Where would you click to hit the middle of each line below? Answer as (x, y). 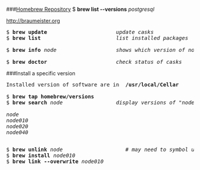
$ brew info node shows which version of (96, 50)
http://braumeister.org (33, 21)
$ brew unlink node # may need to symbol (97, 149)
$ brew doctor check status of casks (94, 62)
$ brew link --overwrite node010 (55, 161)
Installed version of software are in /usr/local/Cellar (93, 84)
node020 (17, 126)
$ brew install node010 (41, 155)
